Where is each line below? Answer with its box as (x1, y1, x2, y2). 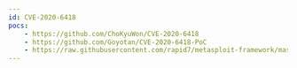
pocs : (8, 21, 28, 30)
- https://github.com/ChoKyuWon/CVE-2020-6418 (24, 29, 199, 38)
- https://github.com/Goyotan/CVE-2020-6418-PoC (24, 37, 207, 47)
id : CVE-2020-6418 (8, 12, 76, 22)
